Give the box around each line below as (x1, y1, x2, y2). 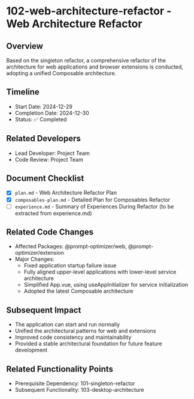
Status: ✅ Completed (14, 115, 67, 123)
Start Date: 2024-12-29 (14, 103, 73, 110)
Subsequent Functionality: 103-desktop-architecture (14, 386, 144, 394)
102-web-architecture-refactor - (6, 4, 172, 18)
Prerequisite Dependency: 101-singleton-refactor (14, 380, 136, 387)
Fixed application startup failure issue (23, 262, 117, 269)
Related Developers (6, 133, 81, 144)
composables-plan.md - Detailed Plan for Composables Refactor (14, 196, 171, 203)
